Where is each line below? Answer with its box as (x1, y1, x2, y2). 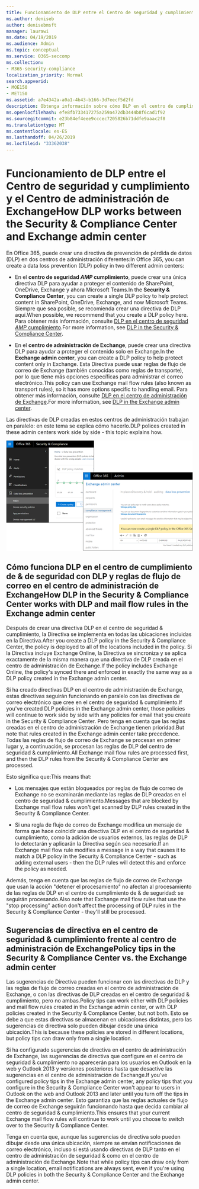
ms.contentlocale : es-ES (6, 128, 68, 134)
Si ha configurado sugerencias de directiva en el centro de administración (6, 1046, 187, 1053)
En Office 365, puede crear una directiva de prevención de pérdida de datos (6, 249, 192, 256)
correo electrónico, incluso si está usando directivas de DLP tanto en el (6, 1146, 180, 1153)
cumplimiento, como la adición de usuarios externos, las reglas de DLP (14, 834, 188, 841)
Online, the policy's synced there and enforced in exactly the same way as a (6, 668, 192, 675)
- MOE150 (6, 85, 28, 91)
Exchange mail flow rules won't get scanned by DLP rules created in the (14, 803, 191, 811)
